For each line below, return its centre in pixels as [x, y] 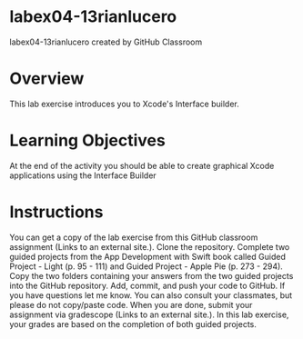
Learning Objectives [87, 140]
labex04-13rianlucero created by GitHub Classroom [106, 42]
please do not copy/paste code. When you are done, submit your [131, 304]
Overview [47, 79]
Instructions [56, 212]
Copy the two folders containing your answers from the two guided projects [151, 275]
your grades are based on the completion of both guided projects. [133, 324]
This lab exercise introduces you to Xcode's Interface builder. [124, 104]
